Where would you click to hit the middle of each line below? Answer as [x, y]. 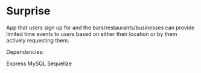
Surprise [28, 11]
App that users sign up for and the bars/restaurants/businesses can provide [101, 28]
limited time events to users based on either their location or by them [92, 34]
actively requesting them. [38, 40]
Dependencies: [25, 51]
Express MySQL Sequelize [39, 63]
